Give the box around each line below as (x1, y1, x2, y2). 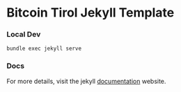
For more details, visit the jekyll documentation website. (6, 77, 166, 85)
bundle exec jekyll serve (6, 45, 81, 53)
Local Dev (6, 30, 41, 39)
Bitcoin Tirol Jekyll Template (6, 5, 175, 21)
